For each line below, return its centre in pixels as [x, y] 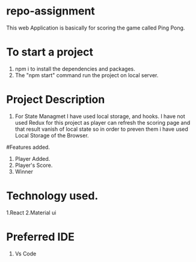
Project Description [56, 100]
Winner [24, 171]
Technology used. [52, 196]
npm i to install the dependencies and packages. [75, 69]
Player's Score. [34, 165]
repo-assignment [51, 11]
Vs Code [26, 254]
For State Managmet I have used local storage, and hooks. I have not [100, 116]
